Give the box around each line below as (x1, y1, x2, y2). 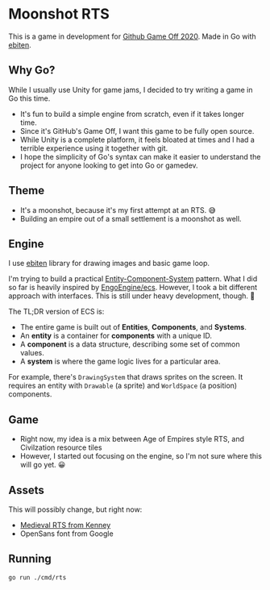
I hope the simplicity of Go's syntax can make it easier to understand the (19, 152, 261, 161)
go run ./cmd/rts (8, 573, 67, 581)
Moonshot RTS (8, 5, 110, 23)
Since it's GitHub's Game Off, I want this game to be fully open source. (19, 126, 255, 135)
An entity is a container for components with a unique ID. (19, 331, 212, 341)
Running (8, 552, 52, 566)
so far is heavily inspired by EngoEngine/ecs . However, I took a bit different (8, 283, 258, 293)
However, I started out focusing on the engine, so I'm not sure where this (19, 451, 262, 461)
